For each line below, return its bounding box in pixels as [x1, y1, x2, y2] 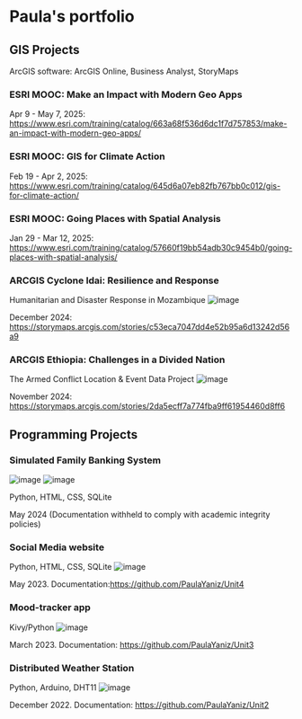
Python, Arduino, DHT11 [9, 682, 97, 693]
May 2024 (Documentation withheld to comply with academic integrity [9, 510, 271, 520]
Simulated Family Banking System [9, 454, 162, 466]
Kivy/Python [9, 622, 55, 633]
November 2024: [9, 391, 73, 402]
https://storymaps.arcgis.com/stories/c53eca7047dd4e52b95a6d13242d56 [9, 322, 290, 333]
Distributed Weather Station [9, 661, 135, 674]
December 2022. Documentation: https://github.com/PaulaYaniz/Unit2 [9, 699, 270, 711]
